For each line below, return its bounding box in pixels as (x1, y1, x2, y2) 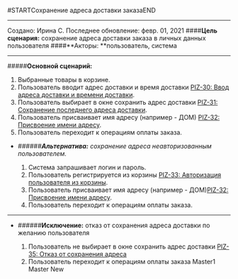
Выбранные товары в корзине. (17, 76, 111, 84)
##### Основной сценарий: (7, 62, 93, 70)
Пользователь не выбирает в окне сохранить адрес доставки (28, 242, 216, 251)
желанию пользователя (17, 229, 90, 237)
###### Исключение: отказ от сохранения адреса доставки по (17, 221, 210, 229)
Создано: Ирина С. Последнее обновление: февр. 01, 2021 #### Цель (7, 26, 217, 35)
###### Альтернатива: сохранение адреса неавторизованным (17, 142, 212, 150)
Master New (28, 265, 64, 273)
